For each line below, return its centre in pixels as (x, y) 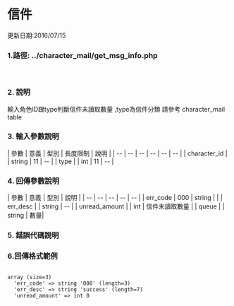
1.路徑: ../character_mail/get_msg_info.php (82, 55)
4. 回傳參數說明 (33, 181)
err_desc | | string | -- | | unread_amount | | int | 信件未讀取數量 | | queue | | (116, 206)
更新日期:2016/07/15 (37, 35)
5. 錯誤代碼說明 (33, 235)
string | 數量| (26, 216)
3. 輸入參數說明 (33, 136)
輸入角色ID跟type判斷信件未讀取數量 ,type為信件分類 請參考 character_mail (116, 109)
